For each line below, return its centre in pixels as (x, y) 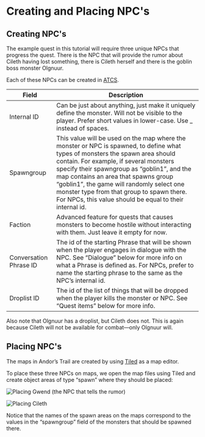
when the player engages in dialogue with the (121, 250)
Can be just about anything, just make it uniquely (126, 105)
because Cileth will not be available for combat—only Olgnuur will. (90, 327)
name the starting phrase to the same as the (120, 273)
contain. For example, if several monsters (115, 161)
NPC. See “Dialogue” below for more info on (120, 257)
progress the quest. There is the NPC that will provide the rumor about (95, 55)
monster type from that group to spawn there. (122, 192)
